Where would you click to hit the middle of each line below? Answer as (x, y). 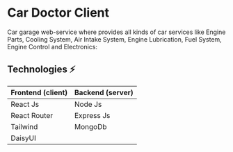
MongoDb (90, 126)
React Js (25, 104)
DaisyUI (24, 138)
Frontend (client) (39, 92)
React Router (32, 115)
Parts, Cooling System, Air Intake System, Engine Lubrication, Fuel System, (115, 39)
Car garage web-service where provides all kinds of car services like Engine (116, 32)
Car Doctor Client (58, 13)
